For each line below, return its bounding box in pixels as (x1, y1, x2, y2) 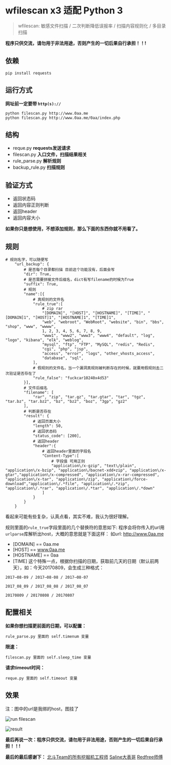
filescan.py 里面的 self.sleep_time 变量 (5, 654, 91, 660)
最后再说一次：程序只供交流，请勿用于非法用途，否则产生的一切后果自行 (5, 736, 158, 742)
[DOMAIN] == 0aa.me (12, 541, 59, 547)
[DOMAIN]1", (5, 315, 31, 320)
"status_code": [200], (32, 433, 82, 438)
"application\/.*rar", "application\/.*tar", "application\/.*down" (5, 486, 155, 491)
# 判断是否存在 (24, 409, 51, 414)
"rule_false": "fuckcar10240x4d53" (32, 376, 109, 381)
